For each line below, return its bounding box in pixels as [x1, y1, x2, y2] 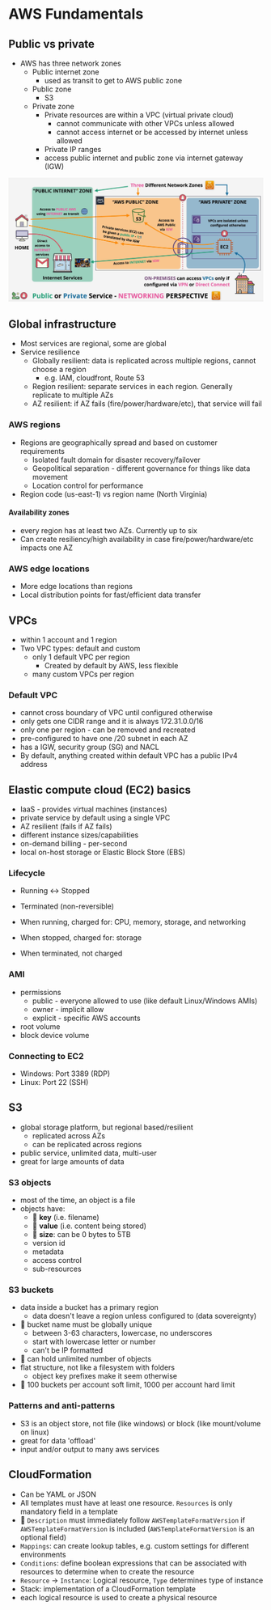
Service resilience [19, 347, 81, 357]
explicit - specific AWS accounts [32, 1013, 141, 1023]
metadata [32, 1247, 65, 1256]
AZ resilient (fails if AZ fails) [19, 822, 112, 832]
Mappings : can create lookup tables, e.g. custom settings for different [19, 1540, 249, 1550]
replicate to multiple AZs [32, 390, 114, 400]
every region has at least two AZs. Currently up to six [19, 525, 198, 535]
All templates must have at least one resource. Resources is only [19, 1498, 233, 1507]
